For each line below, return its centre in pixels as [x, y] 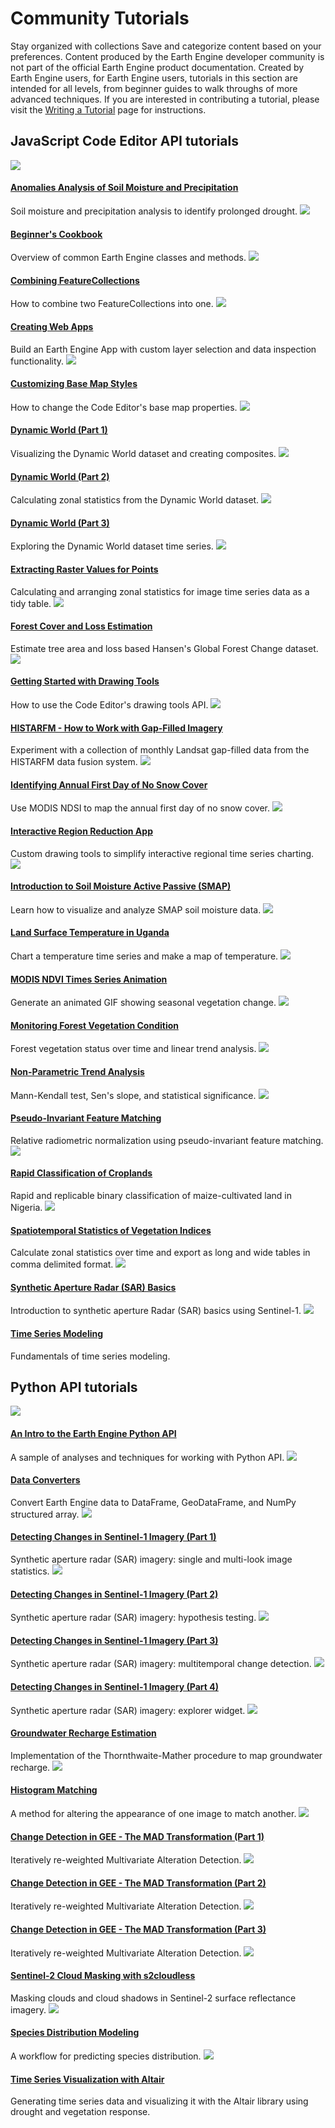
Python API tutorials [74, 1387]
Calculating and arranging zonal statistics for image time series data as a [160, 591]
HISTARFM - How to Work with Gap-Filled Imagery [116, 728]
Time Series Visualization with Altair [87, 2079]
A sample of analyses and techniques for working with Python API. [147, 1457]
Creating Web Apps [52, 326]
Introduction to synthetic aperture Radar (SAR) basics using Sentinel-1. [156, 1311]
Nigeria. [26, 1208]
